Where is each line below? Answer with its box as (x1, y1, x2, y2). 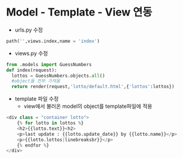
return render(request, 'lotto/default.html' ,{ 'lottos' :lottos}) (11, 84, 175, 90)
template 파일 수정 (14, 95, 59, 102)
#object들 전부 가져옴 (11, 78, 61, 84)
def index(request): (6, 67, 58, 73)
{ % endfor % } (17, 142, 49, 148)
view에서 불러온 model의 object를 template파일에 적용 (23, 102, 153, 110)
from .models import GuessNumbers (6, 61, 92, 67)
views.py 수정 (14, 49, 48, 57)
